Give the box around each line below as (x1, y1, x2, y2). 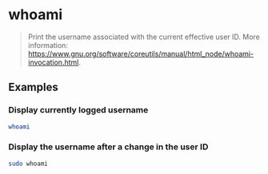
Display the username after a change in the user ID (8, 141, 209, 152)
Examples (8, 81, 58, 94)
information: (27, 40, 68, 49)
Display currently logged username (8, 105, 149, 116)
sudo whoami (8, 160, 48, 168)
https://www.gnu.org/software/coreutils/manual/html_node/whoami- (27, 49, 254, 58)
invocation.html (27, 57, 79, 67)
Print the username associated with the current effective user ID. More (27, 32, 260, 42)
